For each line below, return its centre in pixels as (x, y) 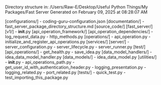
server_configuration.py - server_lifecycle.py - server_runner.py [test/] (75, 47)
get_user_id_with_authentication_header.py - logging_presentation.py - (76, 67)
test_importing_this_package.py (37, 77)
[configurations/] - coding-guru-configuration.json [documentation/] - (75, 21)
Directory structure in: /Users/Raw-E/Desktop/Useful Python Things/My (77, 7)
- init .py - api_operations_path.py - (40, 62)
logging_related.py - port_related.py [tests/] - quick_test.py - (65, 72)
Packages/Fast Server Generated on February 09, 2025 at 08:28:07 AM (76, 12)
